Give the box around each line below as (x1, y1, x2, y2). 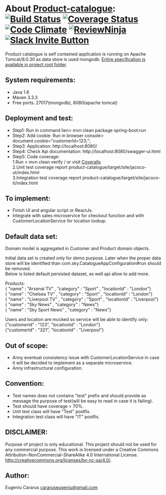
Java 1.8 (12, 89, 30, 95)
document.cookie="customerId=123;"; (12, 137, 91, 144)
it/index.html (12, 180, 38, 186)
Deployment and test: (5, 114, 73, 123)
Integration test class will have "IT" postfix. (12, 414, 100, 420)
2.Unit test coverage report (12, 164, 68, 170)
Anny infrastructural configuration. (12, 365, 83, 371)
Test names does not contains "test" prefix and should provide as (12, 392, 146, 398)
